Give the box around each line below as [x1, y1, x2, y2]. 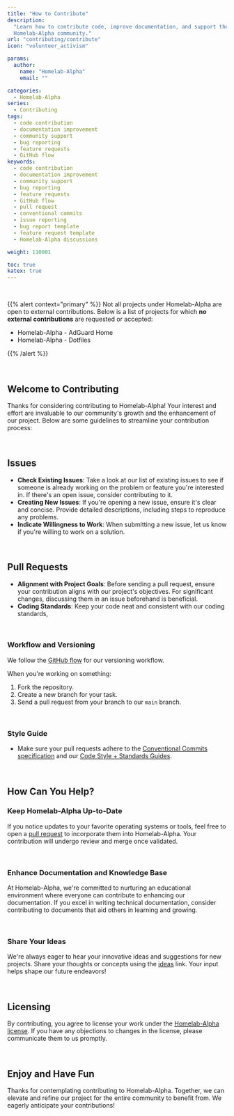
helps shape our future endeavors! [7, 967, 107, 975]
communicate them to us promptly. [7, 1035, 108, 1043]
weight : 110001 [7, 249, 52, 256]
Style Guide [7, 728, 47, 738]
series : [7, 100, 30, 107]
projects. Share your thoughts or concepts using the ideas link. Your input [7, 960, 219, 968]
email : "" [19, 74, 49, 81]
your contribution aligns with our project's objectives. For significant [17, 587, 214, 595]
